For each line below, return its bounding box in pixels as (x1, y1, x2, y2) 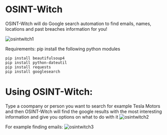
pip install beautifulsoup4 (5, 55, 65, 61)
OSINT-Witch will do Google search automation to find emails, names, (5, 20, 152, 27)
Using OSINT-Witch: (5, 86, 93, 98)
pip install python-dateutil (5, 60, 67, 65)
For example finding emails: (5, 124, 64, 130)
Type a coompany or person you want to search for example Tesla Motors (5, 103, 160, 109)
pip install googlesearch (5, 69, 60, 74)
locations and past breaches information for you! (5, 26, 108, 32)
